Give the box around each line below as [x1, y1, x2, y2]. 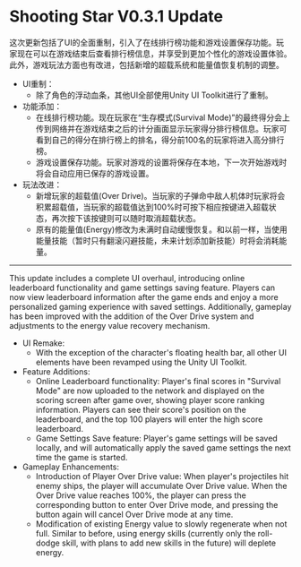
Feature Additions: [21, 365, 90, 377]
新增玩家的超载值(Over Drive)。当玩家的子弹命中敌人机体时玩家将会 [35, 190, 286, 201]
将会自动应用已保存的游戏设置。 [35, 168, 154, 178]
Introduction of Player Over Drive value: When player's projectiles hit [35, 470, 289, 481]
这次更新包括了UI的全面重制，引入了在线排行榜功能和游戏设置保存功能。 [9, 37, 277, 47]
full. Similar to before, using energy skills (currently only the [35, 528, 256, 538]
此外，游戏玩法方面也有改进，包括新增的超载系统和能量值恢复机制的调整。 [9, 59, 284, 70]
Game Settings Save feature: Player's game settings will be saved [35, 433, 278, 443]
